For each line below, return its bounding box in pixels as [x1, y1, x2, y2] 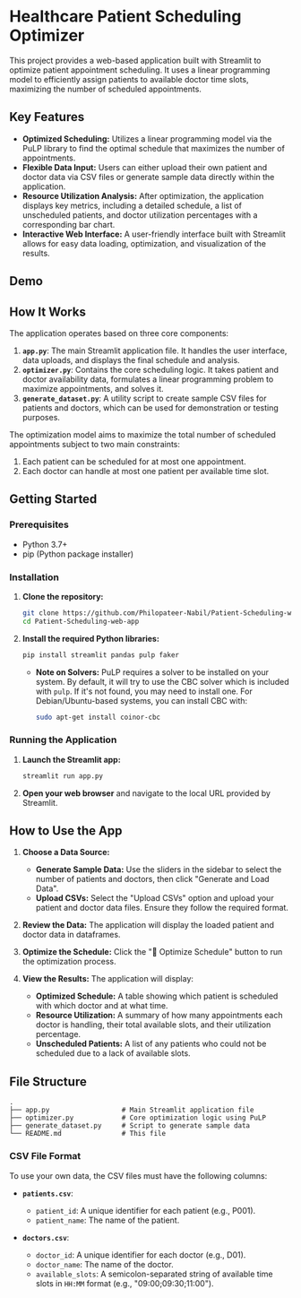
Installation [9, 571, 60, 584]
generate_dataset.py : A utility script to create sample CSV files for [21, 393, 267, 403]
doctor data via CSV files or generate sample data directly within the [21, 171, 275, 182]
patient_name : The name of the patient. [35, 1215, 180, 1225]
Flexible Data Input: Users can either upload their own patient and [21, 161, 268, 172]
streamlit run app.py [21, 771, 103, 781]
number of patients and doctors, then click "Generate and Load [35, 874, 271, 885]
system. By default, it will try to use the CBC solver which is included [35, 676, 289, 687]
